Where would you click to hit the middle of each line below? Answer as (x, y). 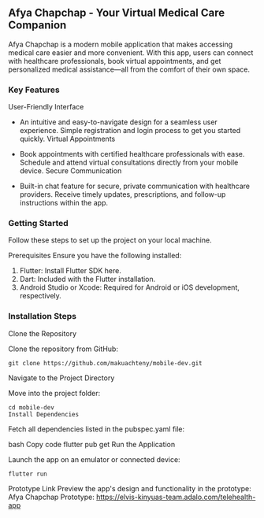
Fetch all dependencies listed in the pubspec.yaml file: (97, 429)
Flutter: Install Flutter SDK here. (71, 271)
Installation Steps (43, 316)
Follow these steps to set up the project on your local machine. (110, 240)
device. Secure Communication (71, 171)
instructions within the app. (64, 203)
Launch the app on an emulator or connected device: (94, 459)
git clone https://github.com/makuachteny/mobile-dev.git (105, 363)
